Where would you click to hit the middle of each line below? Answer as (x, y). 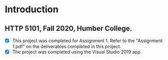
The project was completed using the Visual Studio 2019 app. (77, 52)
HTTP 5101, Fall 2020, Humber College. (69, 28)
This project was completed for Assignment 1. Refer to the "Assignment (87, 41)
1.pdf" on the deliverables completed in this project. (67, 47)
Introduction (32, 9)
